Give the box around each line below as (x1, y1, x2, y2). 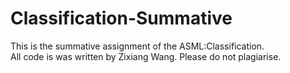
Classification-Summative (10, 7, 233, 30)
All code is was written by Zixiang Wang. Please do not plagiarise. (10, 50, 282, 62)
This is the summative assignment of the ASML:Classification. (10, 40, 265, 52)
